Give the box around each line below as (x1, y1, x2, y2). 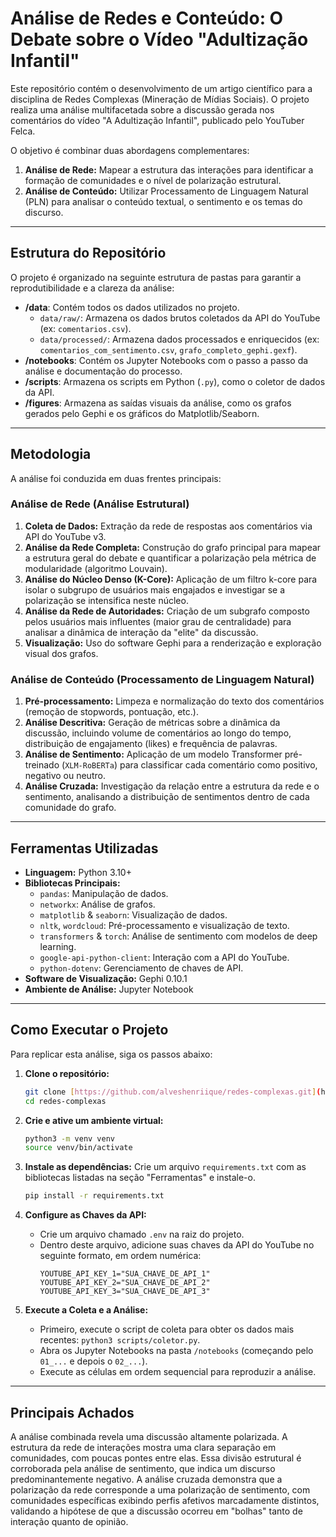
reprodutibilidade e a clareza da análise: (10, 282, 175, 294)
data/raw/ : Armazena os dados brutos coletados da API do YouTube (39, 312, 321, 324)
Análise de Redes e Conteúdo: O (10, 7, 284, 30)
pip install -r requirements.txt (24, 1191, 165, 1201)
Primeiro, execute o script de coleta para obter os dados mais (39, 1323, 295, 1336)
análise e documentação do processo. (24, 365, 183, 377)
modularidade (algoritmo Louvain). (24, 562, 168, 574)
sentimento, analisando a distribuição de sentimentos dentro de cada (24, 791, 310, 803)
